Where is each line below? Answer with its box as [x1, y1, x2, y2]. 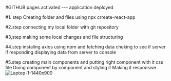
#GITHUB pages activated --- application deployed [5, 5, 114, 10]
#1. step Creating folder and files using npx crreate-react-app [5, 14, 136, 20]
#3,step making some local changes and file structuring [5, 34, 123, 40]
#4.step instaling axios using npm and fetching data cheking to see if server [5, 44, 166, 50]
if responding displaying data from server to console [5, 49, 117, 55]
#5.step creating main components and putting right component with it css [5, 59, 163, 65]
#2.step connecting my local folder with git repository [5, 24, 119, 30]
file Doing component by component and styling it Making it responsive [5, 65, 157, 70]
